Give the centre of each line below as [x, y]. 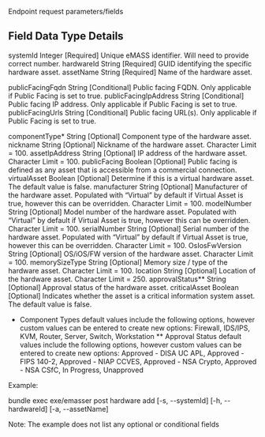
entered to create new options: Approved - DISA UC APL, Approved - [132, 353]
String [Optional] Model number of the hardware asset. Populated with [122, 212]
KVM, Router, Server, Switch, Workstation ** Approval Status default [131, 336]
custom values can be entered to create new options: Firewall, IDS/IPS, [135, 328]
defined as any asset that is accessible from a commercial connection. [123, 170]
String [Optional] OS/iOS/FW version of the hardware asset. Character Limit [131, 254]
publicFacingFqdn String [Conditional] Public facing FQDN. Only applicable [130, 87]
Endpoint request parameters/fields [66, 11]
